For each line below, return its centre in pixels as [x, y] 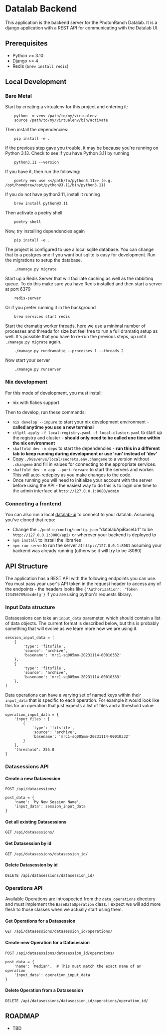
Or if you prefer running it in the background [51, 308]
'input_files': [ [32, 719]
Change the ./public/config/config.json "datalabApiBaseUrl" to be [83, 530]
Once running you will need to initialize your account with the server [82, 480]
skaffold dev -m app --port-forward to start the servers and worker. [83, 469]
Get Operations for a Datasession [40, 921]
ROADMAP [22, 1016]
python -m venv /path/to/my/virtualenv [56, 116]
